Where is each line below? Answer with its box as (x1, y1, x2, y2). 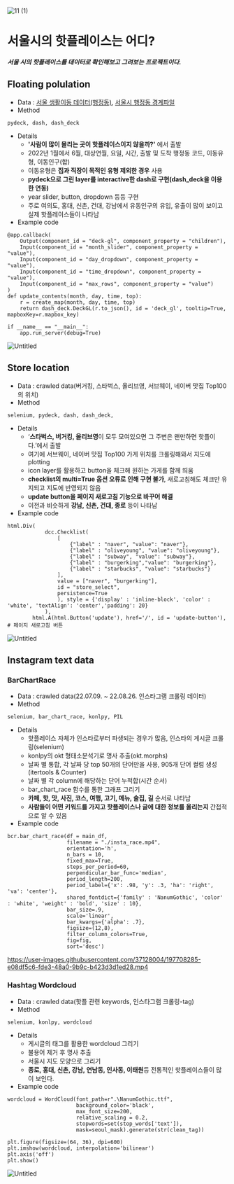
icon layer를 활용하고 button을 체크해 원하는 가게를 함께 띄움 (27, 466, 194, 474)
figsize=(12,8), (66, 925, 114, 932)
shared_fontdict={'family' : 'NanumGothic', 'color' (66, 894, 224, 901)
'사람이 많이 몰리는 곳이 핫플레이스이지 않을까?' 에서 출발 (27, 140, 182, 148)
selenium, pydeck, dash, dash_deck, (7, 412, 114, 419)
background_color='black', (75, 1101, 155, 1109)
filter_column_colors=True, (66, 931, 149, 938)
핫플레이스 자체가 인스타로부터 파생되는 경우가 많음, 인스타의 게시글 (27, 734, 211, 742)
